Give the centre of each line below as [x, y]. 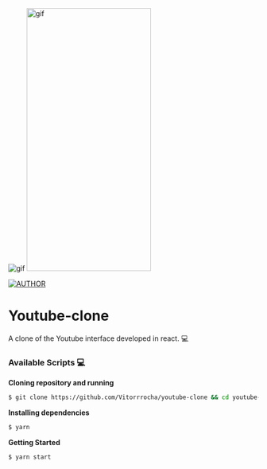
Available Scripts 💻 [47, 362]
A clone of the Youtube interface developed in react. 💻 [99, 338]
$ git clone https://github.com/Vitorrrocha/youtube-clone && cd [118, 397]
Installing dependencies [49, 412]
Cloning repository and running [61, 383]
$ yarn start [30, 457]
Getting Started [35, 442]
